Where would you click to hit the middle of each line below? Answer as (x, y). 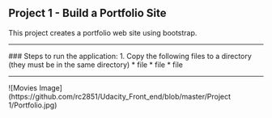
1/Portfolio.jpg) (33, 105)
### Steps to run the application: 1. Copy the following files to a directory (130, 56)
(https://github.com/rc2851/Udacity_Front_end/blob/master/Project (120, 96)
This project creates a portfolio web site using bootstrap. (103, 32)
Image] (51, 87)
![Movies (23, 87)
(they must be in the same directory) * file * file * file (96, 65)
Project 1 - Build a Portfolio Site (88, 13)
